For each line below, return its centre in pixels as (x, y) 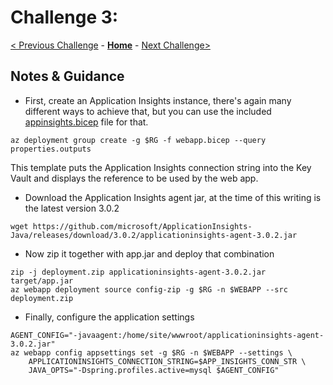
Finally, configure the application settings (109, 317)
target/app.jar (42, 281)
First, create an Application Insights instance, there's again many (158, 100)
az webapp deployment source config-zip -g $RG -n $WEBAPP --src (149, 289)
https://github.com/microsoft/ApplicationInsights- (142, 226)
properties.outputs (51, 149)
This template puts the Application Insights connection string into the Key (161, 167)
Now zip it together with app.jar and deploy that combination (149, 253)
